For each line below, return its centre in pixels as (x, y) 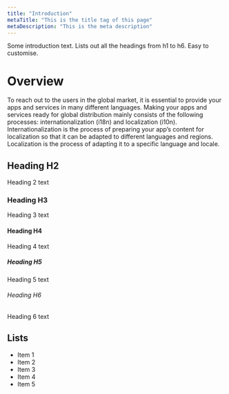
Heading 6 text (28, 316)
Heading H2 (33, 166)
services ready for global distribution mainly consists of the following (105, 115)
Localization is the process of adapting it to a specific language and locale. (113, 144)
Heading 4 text (28, 246)
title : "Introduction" (40, 13)
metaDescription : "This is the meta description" (80, 26)
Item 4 (26, 377)
